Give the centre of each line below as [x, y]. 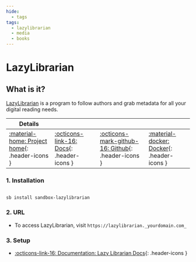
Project [37, 141]
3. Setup [18, 240]
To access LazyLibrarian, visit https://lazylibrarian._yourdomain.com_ [100, 225]
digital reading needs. [32, 109]
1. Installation [25, 180]
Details [29, 124]
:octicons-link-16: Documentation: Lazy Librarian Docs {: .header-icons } [101, 253]
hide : [13, 11]
